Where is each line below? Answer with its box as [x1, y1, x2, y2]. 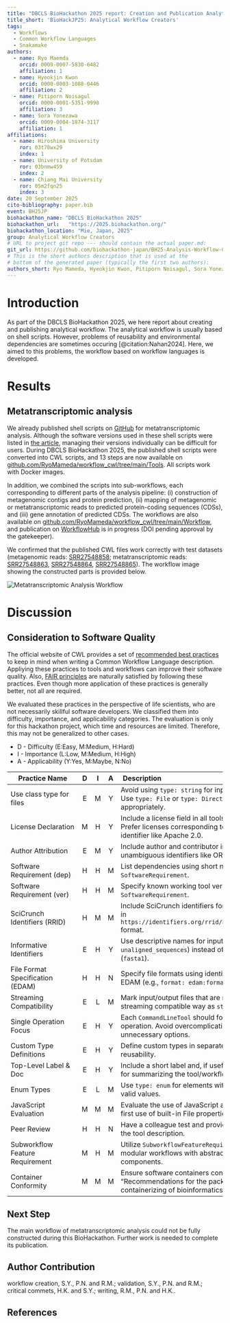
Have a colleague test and [120, 1120, 205, 1129]
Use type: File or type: [120, 793, 199, 803]
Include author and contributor [120, 841, 219, 851]
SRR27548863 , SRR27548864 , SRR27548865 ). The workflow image [7, 560, 200, 568]
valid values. [120, 1089, 161, 1098]
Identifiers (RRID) [10, 917, 66, 927]
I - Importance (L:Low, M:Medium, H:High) [16, 749, 136, 758]
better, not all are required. [7, 686, 82, 694]
